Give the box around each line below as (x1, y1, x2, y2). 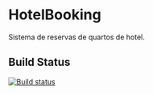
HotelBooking (8, 6, 102, 24)
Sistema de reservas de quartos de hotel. (8, 32, 145, 42)
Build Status (8, 55, 71, 69)
